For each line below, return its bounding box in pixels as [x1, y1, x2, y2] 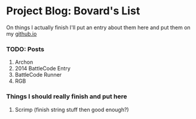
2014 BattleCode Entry [14, 65, 71, 72]
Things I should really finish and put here [6, 92, 127, 101]
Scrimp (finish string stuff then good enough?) [14, 106, 130, 113]
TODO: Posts [6, 45, 45, 53]
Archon [14, 58, 33, 66]
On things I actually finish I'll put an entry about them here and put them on [6, 24, 191, 31]
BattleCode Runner [14, 71, 62, 79]
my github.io [6, 30, 37, 37]
